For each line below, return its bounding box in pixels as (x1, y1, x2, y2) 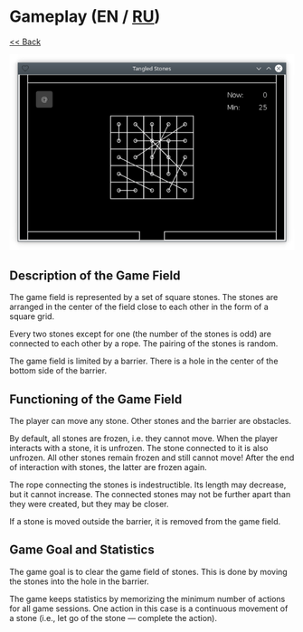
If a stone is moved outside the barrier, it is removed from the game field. (9, 516, 281, 527)
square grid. (9, 311, 55, 322)
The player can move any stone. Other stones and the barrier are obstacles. (9, 416, 292, 427)
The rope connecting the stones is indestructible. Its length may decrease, (9, 479, 287, 490)
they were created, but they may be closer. (9, 499, 169, 510)
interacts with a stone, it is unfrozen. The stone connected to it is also (9, 443, 269, 454)
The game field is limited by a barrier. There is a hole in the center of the (9, 355, 279, 367)
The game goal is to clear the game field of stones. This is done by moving (9, 566, 288, 577)
